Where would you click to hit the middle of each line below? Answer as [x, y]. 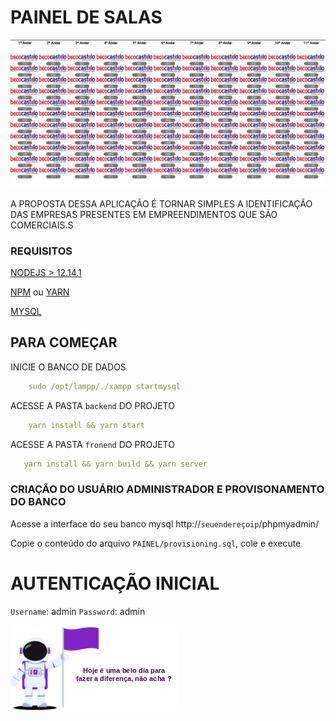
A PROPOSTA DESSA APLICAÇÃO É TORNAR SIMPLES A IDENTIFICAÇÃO [161, 203]
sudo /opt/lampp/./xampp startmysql [105, 386]
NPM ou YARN [40, 292]
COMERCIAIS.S [42, 225]
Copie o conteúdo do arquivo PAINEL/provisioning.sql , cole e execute [156, 543]
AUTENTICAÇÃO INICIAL [115, 583]
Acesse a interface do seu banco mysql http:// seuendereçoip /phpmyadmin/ [165, 523]
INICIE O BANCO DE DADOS [68, 367]
